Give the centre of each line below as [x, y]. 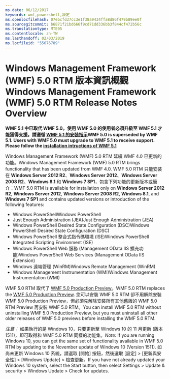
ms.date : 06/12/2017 [27, 10]
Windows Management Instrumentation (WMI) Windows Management [85, 272]
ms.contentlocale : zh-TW [31, 34]
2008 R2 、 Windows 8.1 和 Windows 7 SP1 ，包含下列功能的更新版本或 [79, 182]
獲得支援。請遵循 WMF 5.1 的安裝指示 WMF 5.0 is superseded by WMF [84, 134]
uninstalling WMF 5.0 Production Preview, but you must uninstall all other [81, 313]
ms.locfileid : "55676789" [32, 43]
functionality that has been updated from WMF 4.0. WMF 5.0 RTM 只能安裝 [84, 169]
